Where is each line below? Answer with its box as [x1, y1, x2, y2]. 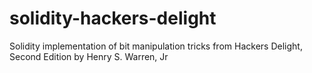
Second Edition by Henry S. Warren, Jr [9, 50, 169, 62]
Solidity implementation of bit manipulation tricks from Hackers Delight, [9, 40, 303, 52]
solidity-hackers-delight [9, 7, 217, 30]
